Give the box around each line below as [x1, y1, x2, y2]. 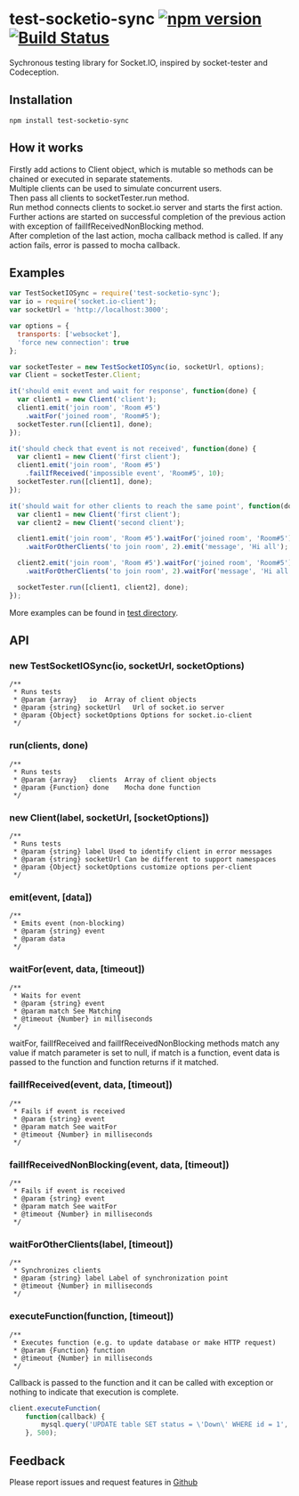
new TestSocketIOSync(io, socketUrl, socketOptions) [9, 659, 245, 672]
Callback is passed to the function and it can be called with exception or [9, 1377, 274, 1387]
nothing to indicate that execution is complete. [9, 1387, 180, 1397]
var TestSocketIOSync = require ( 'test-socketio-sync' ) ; [9, 289, 221, 298]
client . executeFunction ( [9, 1403, 101, 1412]
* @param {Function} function [12, 1346, 125, 1354]
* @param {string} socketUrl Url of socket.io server [12, 703, 225, 712]
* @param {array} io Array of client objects [12, 695, 198, 705]
